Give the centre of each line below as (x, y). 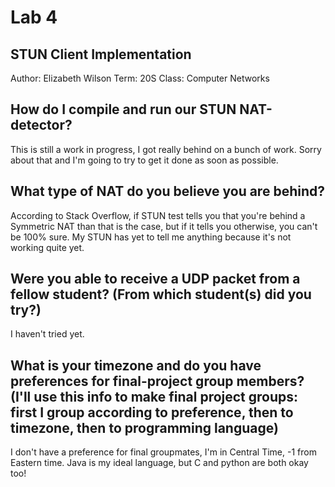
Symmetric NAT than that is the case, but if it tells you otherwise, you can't (164, 226)
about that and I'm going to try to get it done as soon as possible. (144, 160)
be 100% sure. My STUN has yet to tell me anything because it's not (151, 237)
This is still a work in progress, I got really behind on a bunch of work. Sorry (166, 149)
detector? (41, 125)
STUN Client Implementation (101, 54)
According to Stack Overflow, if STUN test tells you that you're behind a (158, 215)
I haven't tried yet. (47, 334)
